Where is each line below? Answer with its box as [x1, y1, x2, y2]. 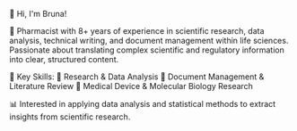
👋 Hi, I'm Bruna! [9, 9, 67, 19]
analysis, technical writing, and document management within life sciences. [9, 36, 289, 45]
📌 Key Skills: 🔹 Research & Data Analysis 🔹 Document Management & [9, 71, 265, 82]
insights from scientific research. [9, 111, 131, 122]
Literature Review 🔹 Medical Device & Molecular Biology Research [9, 81, 254, 91]
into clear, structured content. [9, 54, 119, 64]
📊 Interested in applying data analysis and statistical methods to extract [9, 99, 276, 109]
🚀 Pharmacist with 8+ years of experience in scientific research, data [9, 26, 265, 36]
